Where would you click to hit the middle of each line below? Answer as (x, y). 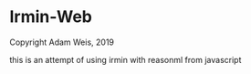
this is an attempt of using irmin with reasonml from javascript (125, 59)
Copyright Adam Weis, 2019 (62, 42)
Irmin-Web (51, 17)
